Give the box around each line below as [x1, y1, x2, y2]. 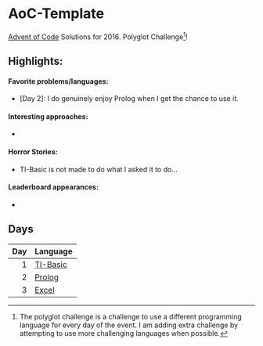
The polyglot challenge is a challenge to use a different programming [19, 312, 243, 321]
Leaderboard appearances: [8, 182, 99, 192]
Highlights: [8, 54, 63, 67]
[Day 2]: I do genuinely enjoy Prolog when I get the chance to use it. [19, 94, 239, 103]
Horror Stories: [8, 146, 58, 157]
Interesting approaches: [8, 111, 88, 121]
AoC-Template [8, 5, 104, 23]
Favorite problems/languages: [8, 76, 109, 86]
